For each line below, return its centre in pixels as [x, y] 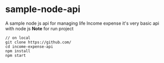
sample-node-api [43, 9]
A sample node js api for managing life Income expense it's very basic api [82, 23]
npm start [16, 55]
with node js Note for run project [39, 28]
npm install [18, 51]
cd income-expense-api [29, 46]
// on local [18, 38]
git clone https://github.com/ [38, 42]
